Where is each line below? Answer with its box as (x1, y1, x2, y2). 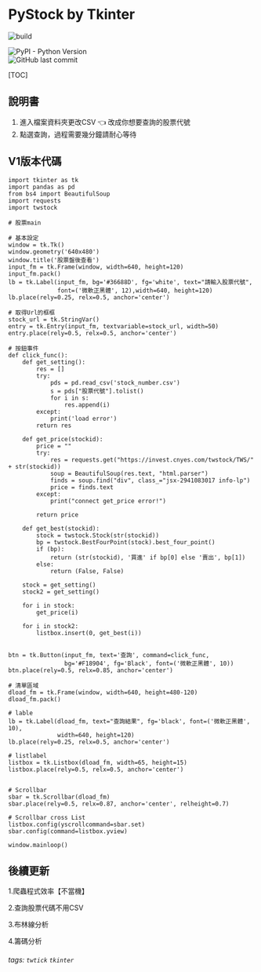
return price (36, 510, 79, 519)
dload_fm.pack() (8, 695, 61, 703)
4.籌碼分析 (8, 937, 42, 946)
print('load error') (49, 415, 118, 422)
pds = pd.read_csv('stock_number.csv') (49, 378, 180, 386)
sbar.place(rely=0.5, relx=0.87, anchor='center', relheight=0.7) (8, 799, 230, 808)
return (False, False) (49, 567, 125, 575)
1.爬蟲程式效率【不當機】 (8, 886, 89, 896)
